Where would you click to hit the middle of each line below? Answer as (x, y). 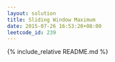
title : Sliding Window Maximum (51, 20)
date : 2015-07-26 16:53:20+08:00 (54, 26)
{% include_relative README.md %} (58, 52)
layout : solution (32, 13)
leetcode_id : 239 (32, 32)
